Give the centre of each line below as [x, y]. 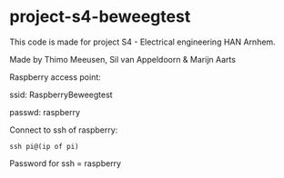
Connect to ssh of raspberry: [64, 130]
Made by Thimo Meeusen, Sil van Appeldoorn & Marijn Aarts [123, 59]
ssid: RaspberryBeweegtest [61, 94]
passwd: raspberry [45, 112]
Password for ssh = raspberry [65, 163]
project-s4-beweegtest [100, 17]
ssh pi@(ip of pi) [44, 146]
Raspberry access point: [56, 77]
